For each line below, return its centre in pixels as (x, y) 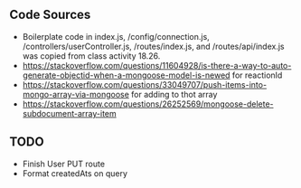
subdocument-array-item (70, 113)
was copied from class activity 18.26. (91, 56)
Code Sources (50, 15)
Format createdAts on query (75, 173)
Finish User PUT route (64, 164)
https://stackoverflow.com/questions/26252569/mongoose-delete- (148, 104)
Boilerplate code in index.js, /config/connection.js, (116, 36)
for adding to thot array (174, 94)
